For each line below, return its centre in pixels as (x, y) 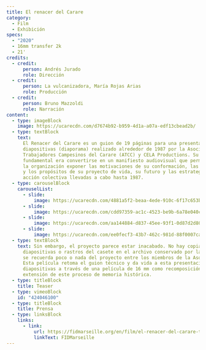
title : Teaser (35, 286)
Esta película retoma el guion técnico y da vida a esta (97, 263)
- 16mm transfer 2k (37, 47)
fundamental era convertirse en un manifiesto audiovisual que (105, 160)
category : (19, 18)
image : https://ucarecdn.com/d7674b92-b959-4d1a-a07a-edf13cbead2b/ (107, 126)
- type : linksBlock (37, 315)
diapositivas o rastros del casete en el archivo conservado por (108, 252)
